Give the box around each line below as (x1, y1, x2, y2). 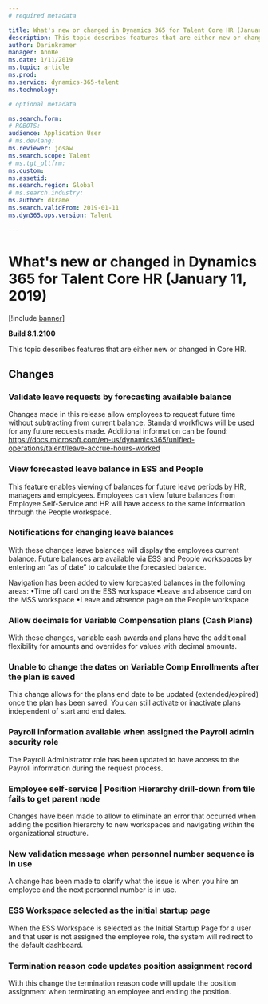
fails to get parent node (8, 793, 100, 804)
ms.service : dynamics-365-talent (8, 78, 120, 86)
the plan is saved (8, 671, 76, 682)
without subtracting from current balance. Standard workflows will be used (8, 418, 255, 428)
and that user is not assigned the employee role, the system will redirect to (8, 931, 254, 941)
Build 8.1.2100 (8, 329, 56, 338)
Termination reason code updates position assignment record (8, 960, 253, 971)
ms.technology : (8, 86, 59, 94)
